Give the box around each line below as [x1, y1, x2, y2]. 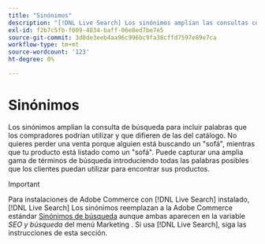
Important [8, 179, 40, 189]
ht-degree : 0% [8, 56, 55, 64]
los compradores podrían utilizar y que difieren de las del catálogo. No [8, 131, 237, 140]
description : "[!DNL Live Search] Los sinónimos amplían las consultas [8, 19, 248, 27]
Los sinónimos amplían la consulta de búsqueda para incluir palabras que [8, 122, 247, 131]
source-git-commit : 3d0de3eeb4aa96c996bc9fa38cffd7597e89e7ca [8, 33, 217, 42]
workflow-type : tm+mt [8, 41, 80, 49]
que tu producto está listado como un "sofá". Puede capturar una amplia [8, 147, 244, 157]
